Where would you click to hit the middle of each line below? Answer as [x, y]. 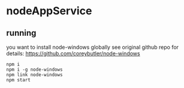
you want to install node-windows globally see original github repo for [92, 47]
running [21, 33]
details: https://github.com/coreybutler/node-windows [73, 54]
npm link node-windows [34, 75]
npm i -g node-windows [34, 70]
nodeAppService [49, 11]
